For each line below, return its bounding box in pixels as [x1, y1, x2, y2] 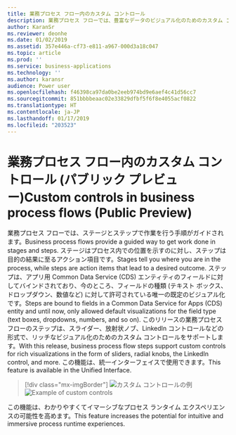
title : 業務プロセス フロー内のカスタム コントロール [7, 10, 146, 18]
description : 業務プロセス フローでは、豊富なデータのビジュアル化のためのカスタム [7, 17, 223, 24]
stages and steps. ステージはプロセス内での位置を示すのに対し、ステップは [7, 246, 227, 255]
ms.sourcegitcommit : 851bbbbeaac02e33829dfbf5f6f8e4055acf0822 [7, 96, 197, 103]
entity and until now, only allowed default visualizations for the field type [7, 307, 216, 315]
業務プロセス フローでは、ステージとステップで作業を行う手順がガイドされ [7, 229, 224, 237]
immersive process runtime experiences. [7, 420, 125, 428]
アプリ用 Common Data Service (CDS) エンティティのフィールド [25, 272, 211, 282]
